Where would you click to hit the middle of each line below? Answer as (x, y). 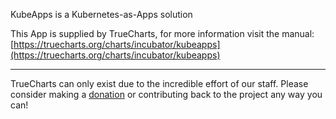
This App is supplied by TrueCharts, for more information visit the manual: (162, 33)
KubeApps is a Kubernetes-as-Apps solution (101, 14)
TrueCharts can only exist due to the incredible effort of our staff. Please (159, 83)
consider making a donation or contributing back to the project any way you (166, 94)
